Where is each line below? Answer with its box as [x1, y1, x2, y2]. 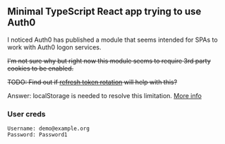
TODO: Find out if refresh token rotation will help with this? [7, 78, 178, 86]
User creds [7, 109, 46, 119]
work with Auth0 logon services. [7, 42, 102, 52]
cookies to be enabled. [7, 64, 74, 73]
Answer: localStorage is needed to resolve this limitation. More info [7, 91, 202, 100]
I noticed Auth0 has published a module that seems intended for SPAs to [7, 35, 218, 44]
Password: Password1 [7, 131, 68, 138]
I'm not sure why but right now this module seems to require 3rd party [7, 56, 212, 65]
